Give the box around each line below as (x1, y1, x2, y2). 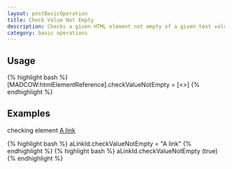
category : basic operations (7, 29, 88, 37)
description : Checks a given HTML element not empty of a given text (7, 23, 212, 30)
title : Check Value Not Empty (7, 17, 95, 23)
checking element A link (7, 126, 76, 135)
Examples (7, 108, 50, 119)
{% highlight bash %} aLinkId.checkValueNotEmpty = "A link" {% (7, 139, 192, 148)
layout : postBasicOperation (7, 10, 88, 17)
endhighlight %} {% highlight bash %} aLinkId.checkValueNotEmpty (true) (7, 146, 218, 155)
